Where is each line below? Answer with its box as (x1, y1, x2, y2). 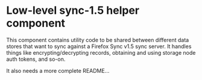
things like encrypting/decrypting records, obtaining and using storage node (6, 49, 196, 56)
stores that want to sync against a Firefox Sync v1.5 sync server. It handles (6, 43, 192, 50)
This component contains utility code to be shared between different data (6, 36, 189, 43)
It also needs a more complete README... (6, 67, 110, 74)
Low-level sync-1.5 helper (6, 4, 140, 17)
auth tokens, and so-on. (6, 55, 66, 63)
